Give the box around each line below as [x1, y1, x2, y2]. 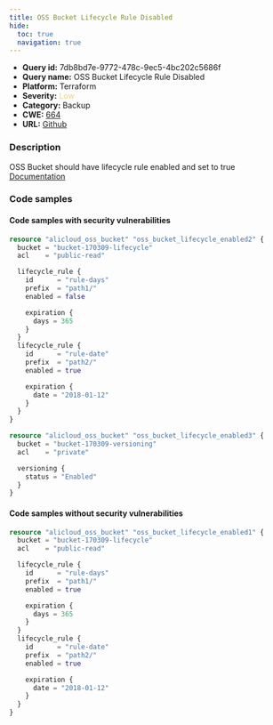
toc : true [17, 29, 53, 38]
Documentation [9, 171, 66, 181]
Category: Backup [21, 100, 91, 111]
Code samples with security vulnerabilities [9, 215, 171, 226]
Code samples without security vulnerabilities [9, 508, 184, 519]
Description [9, 141, 61, 154]
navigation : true [17, 37, 82, 47]
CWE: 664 [21, 109, 61, 120]
